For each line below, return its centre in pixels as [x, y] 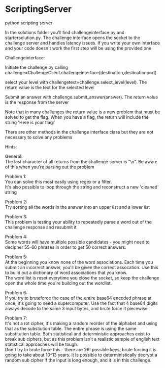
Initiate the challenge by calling [36, 67]
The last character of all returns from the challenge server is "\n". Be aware [81, 161]
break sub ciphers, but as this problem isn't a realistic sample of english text [82, 339]
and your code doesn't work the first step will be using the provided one [78, 48]
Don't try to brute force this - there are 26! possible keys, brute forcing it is [81, 349]
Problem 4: [16, 236]
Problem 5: [16, 257]
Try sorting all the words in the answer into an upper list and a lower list [78, 207]
